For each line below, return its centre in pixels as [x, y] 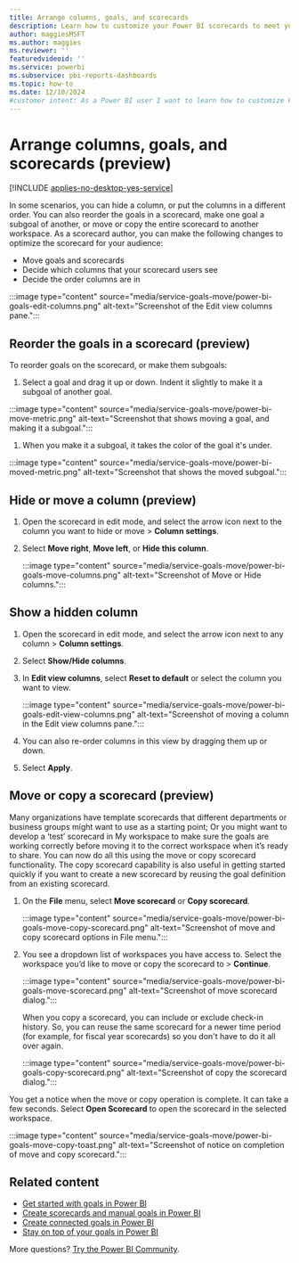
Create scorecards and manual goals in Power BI [111, 1213]
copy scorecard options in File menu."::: [95, 937]
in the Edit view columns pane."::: [83, 724]
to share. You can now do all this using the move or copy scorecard [133, 855]
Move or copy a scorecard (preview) [112, 796]
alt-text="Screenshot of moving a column [213, 714]
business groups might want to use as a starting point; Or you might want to [148, 826]
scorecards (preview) [90, 164]
